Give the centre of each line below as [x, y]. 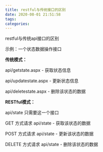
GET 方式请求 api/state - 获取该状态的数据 [48, 123]
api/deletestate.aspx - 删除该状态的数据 [45, 91]
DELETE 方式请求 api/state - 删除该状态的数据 [51, 145]
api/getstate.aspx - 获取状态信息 [38, 70]
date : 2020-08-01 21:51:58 [33, 14]
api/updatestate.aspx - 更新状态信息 [42, 81]
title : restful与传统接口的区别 [35, 10]
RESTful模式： [20, 102]
